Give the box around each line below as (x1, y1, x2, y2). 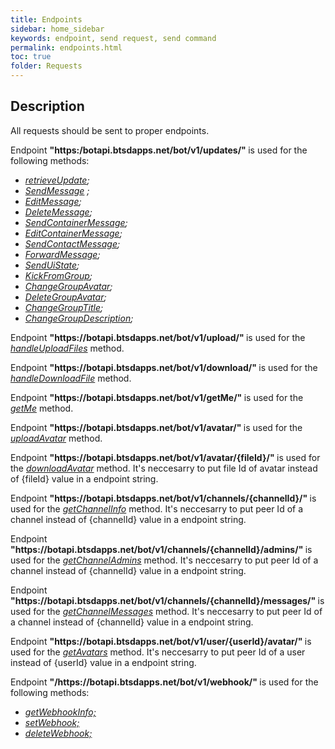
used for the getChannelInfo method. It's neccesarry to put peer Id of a (10, 502, 304, 515)
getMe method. (10, 402, 74, 414)
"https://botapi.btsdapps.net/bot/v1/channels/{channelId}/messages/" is (10, 594, 325, 606)
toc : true (10, 52, 52, 62)
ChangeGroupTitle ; (24, 301, 104, 313)
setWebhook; (24, 716, 80, 728)
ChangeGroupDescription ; (24, 312, 134, 324)
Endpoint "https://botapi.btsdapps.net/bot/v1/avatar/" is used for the (10, 421, 303, 433)
